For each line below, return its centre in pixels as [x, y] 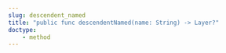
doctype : [22, 30]
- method [36, 37]
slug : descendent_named [47, 15]
